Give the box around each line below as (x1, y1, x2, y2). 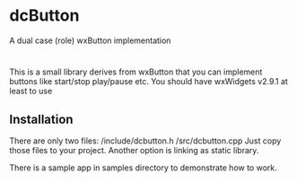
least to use (9, 86, 53, 97)
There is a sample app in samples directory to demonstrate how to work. (9, 162, 277, 173)
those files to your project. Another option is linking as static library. (9, 144, 259, 155)
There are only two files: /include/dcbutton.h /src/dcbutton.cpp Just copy (9, 135, 282, 146)
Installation (9, 111, 74, 126)
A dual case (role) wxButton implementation (9, 35, 171, 46)
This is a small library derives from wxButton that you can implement (9, 66, 263, 77)
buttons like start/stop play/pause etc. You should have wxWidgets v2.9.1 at (9, 76, 289, 87)
